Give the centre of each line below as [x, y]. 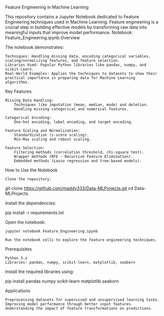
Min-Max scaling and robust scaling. [53, 139]
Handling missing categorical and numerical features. [71, 109]
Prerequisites [18, 249]
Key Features [18, 91]
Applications [18, 291]
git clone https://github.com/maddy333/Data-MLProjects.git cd [69, 188]
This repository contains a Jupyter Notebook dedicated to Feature [72, 17]
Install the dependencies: [31, 203]
